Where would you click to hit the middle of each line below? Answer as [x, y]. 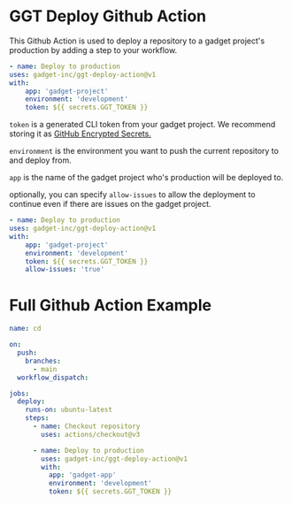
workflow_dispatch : [53, 378]
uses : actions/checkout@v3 [91, 434]
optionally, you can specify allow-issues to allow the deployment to [132, 195]
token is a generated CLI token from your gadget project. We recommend [142, 125]
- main [45, 369]
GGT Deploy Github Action [108, 16]
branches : [43, 361]
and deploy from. [41, 160]
